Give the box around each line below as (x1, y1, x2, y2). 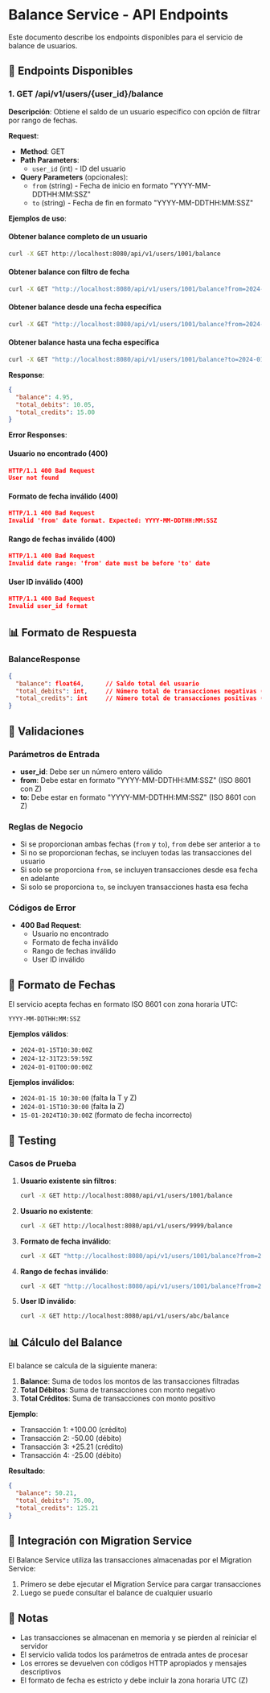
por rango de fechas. (8, 115, 78, 125)
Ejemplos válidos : (8, 1029, 69, 1039)
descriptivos (19, 1667, 62, 1677)
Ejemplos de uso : (8, 213, 67, 223)
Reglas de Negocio (8, 821, 84, 832)
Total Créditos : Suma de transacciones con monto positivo (19, 1393, 215, 1403)
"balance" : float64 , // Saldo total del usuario (15, 679, 199, 688)
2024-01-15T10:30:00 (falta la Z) (19, 1102, 125, 1111)
